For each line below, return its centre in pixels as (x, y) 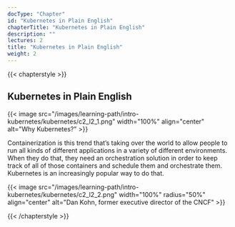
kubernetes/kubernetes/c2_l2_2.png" (62, 194)
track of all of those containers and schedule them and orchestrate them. (115, 166)
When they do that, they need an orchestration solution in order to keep (112, 158)
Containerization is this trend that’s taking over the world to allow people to (117, 143)
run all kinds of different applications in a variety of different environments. (117, 150)
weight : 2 (22, 54)
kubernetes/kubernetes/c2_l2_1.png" (61, 121)
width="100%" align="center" (161, 121)
